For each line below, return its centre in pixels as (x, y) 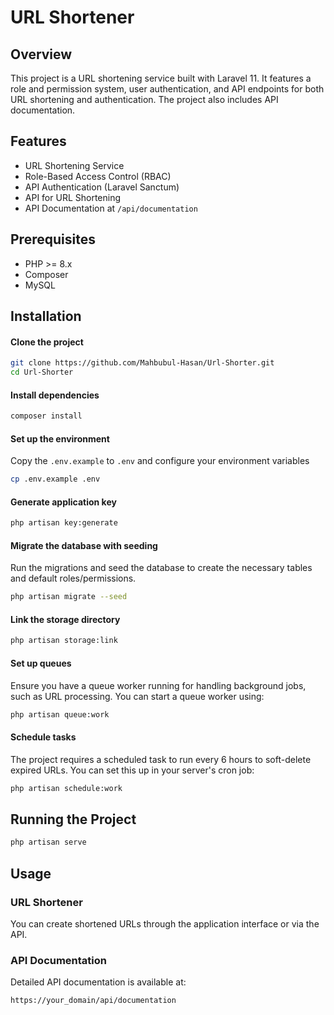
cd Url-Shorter (42, 372)
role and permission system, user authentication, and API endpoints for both (167, 89)
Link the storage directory (65, 619)
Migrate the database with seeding (84, 545)
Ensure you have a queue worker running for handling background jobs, (158, 685)
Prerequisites (53, 239)
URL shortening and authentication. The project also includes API (144, 99)
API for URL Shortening (73, 197)
